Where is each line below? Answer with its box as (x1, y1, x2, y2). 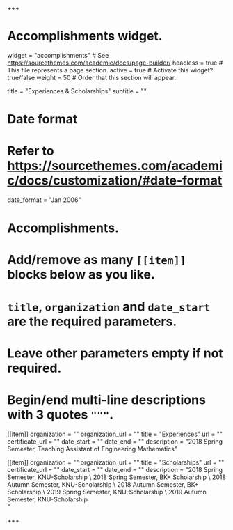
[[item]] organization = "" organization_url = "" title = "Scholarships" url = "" (7, 458, 225, 467)
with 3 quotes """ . (7, 407, 114, 422)
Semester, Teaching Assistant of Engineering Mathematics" (7, 444, 177, 453)
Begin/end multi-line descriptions (7, 392, 207, 407)
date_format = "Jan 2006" (7, 196, 81, 204)
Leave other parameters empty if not (7, 345, 224, 361)
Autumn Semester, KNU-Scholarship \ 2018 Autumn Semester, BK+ (7, 480, 199, 488)
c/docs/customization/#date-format (7, 173, 223, 189)
